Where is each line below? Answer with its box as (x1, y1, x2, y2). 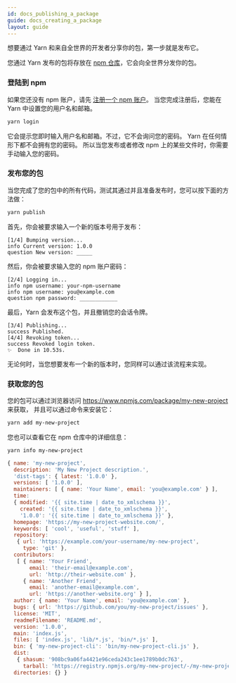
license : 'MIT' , (13, 610, 61, 617)
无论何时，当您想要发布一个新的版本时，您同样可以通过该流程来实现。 (7, 360, 211, 368)
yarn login (7, 118, 39, 125)
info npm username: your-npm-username (7, 282, 121, 289)
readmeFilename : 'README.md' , (13, 617, 102, 624)
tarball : (22, 663, 49, 670)
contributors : (13, 551, 55, 558)
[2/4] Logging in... (7, 276, 68, 283)
